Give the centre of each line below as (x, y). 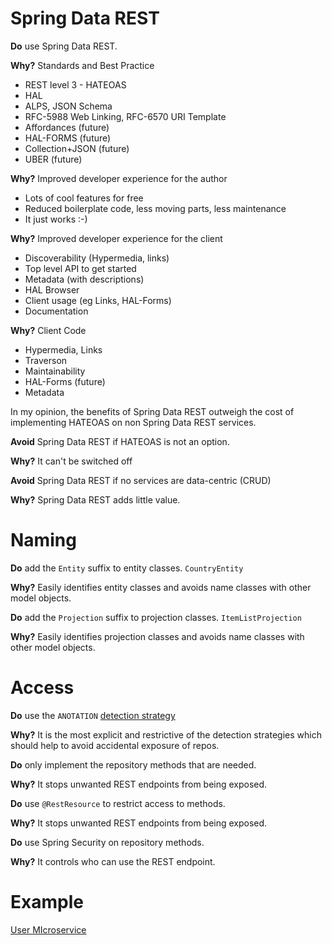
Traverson (46, 360)
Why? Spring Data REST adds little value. (95, 499)
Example (47, 902)
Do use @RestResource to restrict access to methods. (118, 803)
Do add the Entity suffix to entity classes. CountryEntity (127, 568)
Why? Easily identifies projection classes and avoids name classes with (157, 636)
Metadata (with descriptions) (84, 279)
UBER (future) (53, 159)
